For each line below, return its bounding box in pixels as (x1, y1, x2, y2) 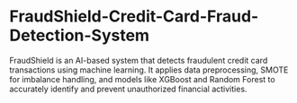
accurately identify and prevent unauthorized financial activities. (9, 83, 247, 94)
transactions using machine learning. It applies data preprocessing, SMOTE (9, 64, 289, 75)
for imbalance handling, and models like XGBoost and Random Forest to (9, 73, 276, 84)
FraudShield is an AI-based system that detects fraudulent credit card (9, 55, 268, 65)
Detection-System (9, 25, 150, 46)
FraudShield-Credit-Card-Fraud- (9, 6, 259, 27)
